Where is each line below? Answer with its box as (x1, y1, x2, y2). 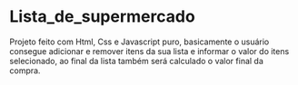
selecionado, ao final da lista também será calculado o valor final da (9, 55, 263, 66)
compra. (9, 65, 41, 76)
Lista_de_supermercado (9, 6, 195, 27)
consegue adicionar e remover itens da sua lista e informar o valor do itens (9, 45, 290, 56)
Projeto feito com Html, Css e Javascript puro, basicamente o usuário (9, 36, 270, 47)
